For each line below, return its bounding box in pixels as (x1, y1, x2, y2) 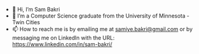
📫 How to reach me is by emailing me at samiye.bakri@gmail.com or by (12, 25, 193, 33)
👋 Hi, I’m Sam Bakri (12, 6, 60, 13)
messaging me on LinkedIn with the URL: (12, 34, 115, 41)
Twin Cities (12, 19, 41, 25)
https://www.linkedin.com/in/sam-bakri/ (12, 41, 113, 48)
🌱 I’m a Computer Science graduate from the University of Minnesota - (12, 12, 190, 19)
